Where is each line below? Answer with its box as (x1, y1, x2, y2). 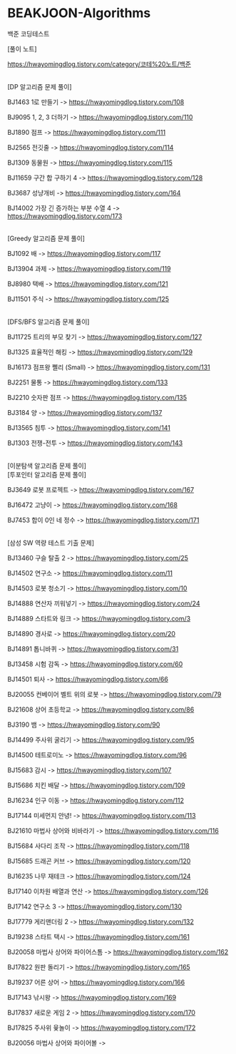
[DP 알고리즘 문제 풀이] (7, 82, 73, 91)
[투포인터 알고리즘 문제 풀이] (7, 470, 87, 479)
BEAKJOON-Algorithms (7, 5, 151, 21)
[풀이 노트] (7, 44, 37, 53)
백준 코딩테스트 (7, 29, 50, 38)
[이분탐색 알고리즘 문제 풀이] (7, 461, 87, 470)
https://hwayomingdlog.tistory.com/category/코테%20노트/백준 (7, 59, 191, 68)
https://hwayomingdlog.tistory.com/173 (7, 212, 123, 220)
